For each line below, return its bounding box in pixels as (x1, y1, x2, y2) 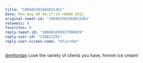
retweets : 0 (5, 21, 29, 26)
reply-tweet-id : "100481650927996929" (5, 30, 84, 35)
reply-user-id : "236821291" (5, 35, 62, 40)
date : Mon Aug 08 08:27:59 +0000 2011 (5, 12, 84, 17)
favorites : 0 (5, 25, 32, 30)
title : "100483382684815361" (5, 7, 64, 12)
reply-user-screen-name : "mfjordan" (5, 39, 80, 44)
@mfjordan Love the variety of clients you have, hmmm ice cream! (5, 52, 139, 58)
